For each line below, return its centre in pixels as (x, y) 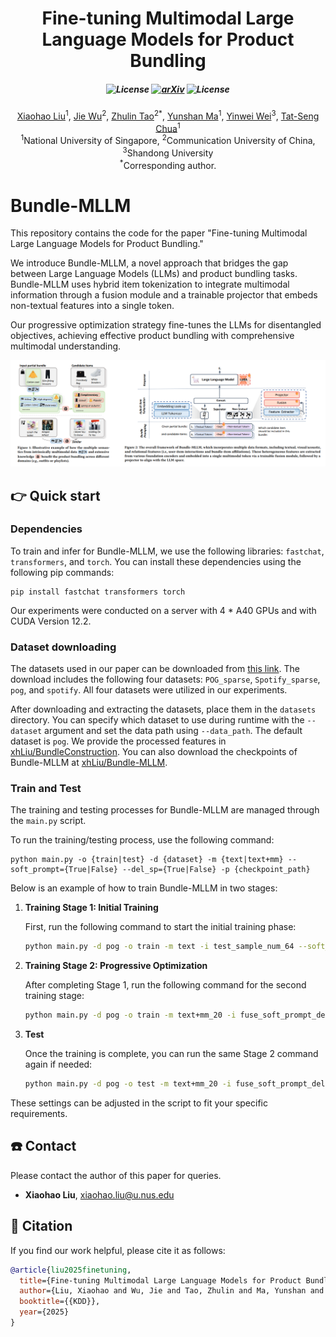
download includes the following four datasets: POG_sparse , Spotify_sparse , (165, 679)
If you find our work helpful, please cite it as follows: (118, 1250)
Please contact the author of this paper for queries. (116, 1175)
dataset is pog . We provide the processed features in (118, 741)
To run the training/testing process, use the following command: (142, 840)
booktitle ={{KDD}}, (60, 1302)
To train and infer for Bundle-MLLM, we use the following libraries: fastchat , (167, 551)
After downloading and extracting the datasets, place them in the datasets (163, 709)
